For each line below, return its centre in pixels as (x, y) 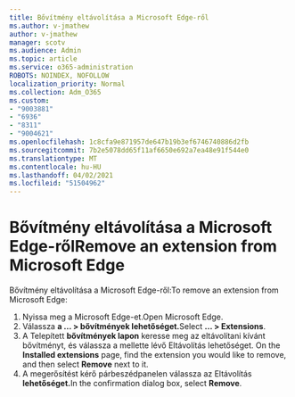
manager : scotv (37, 42)
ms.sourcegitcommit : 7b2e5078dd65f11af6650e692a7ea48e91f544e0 (129, 150)
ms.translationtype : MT (53, 158)
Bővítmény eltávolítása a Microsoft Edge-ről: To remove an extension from (144, 290)
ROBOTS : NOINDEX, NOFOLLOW (59, 76)
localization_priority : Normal (67, 84)
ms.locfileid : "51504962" (57, 184)
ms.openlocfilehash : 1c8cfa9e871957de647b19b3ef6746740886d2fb (129, 142)
